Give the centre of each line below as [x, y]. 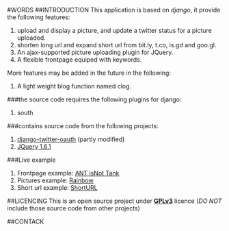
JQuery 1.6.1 [34, 146]
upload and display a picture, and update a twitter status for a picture [114, 31]
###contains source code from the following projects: [83, 126]
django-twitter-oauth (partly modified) [71, 139]
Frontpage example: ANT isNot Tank [68, 173]
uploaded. [31, 38]
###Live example [31, 160]
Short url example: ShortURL [57, 187]
